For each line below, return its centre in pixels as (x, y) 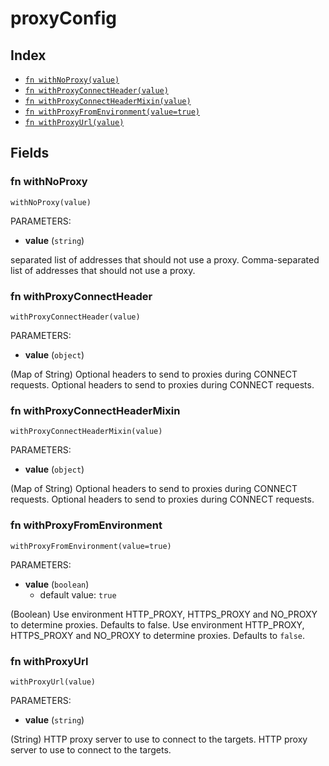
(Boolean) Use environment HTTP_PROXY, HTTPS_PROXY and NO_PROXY (164, 614)
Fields (30, 153)
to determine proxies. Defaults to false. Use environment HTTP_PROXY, (157, 624)
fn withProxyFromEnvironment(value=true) (112, 112)
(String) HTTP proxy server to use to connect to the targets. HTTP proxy (159, 739)
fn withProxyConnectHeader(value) (96, 91)
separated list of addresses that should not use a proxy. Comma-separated (165, 259)
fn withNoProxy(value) (72, 80)
